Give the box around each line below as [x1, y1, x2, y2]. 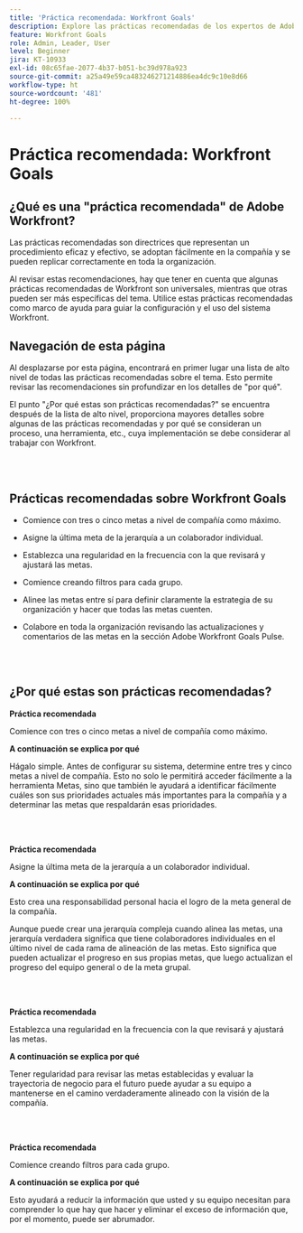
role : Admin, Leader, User [9, 38, 111, 48]
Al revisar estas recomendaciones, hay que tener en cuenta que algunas [9, 274, 279, 285]
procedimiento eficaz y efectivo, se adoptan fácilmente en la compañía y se [9, 247, 291, 257]
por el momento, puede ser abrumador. [9, 1213, 155, 1224]
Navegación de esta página [9, 338, 166, 353]
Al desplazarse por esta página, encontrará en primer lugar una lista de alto [9, 362, 290, 373]
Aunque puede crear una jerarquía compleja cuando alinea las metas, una [9, 923, 283, 934]
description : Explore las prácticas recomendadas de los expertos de [9, 22, 277, 31]
